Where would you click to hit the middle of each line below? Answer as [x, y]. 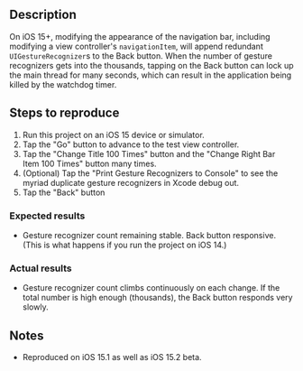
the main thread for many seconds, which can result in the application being [151, 75]
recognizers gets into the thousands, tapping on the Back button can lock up [152, 65]
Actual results [41, 268]
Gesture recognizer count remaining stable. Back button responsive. [149, 235]
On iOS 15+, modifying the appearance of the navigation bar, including [140, 36]
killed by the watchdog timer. [63, 84]
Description [43, 15]
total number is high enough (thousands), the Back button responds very [157, 298]
